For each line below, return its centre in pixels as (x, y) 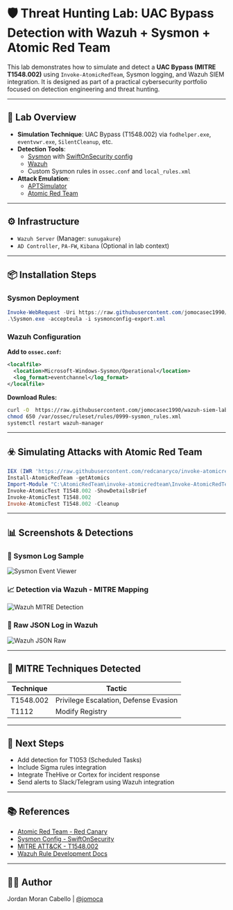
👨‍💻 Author (30, 882)
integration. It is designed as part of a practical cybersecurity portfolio (107, 81)
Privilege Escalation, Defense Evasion (116, 700)
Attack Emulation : (44, 179)
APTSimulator (47, 185)
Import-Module (28, 484)
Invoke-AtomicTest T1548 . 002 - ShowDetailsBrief (77, 490)
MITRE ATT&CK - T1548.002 (58, 846)
